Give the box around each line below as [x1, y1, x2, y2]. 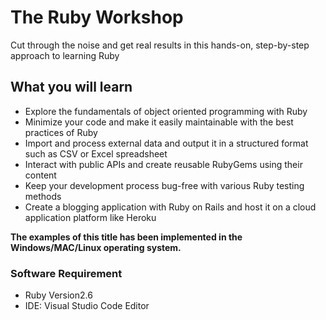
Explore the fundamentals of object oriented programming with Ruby [24, 105, 308, 117]
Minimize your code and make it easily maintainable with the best [24, 116, 294, 128]
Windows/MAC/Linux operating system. [10, 241, 182, 253]
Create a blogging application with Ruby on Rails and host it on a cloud [24, 201, 317, 213]
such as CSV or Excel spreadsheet [24, 147, 168, 160]
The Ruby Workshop [10, 6, 184, 29]
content [24, 169, 57, 181]
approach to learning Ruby [10, 49, 120, 61]
